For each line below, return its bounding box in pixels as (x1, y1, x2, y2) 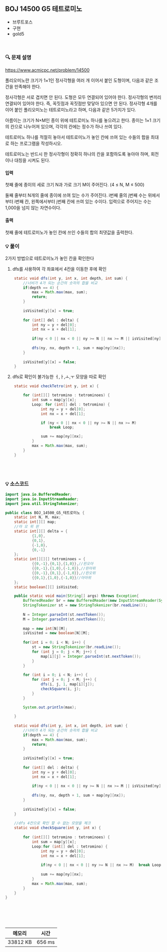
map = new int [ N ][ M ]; (23, 626, 68, 631)
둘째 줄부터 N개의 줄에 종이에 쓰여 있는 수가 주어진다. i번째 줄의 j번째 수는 (5, 192, 147, 198)
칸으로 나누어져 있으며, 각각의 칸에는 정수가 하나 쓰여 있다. (10, 124, 123, 130)
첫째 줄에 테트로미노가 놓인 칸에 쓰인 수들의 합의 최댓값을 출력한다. (5, 229, 134, 235)
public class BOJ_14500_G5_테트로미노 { (5, 510, 85, 515)
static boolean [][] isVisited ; (14, 584, 79, 589)
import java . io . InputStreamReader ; (5, 496, 79, 501)
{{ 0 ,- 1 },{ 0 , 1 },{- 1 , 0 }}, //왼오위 (31, 570, 96, 575)
